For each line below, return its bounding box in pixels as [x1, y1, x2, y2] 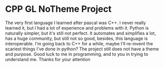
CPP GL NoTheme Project [5, 3, 112, 15]
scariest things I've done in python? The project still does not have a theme [5, 46, 159, 52]
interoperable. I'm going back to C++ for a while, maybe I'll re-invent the [5, 40, 153, 46]
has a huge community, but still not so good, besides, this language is [5, 35, 148, 41]
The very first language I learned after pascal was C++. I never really [5, 20, 146, 26]
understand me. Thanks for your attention [5, 56, 90, 62]
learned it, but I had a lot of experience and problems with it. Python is [5, 25, 149, 31]
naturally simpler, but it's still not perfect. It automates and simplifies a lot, [5, 30, 156, 36]
